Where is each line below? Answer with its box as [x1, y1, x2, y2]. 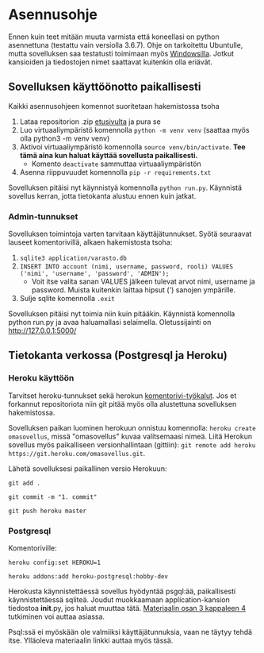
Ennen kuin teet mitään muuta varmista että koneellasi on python [8, 32, 220, 41]
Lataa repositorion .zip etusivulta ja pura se [19, 117, 161, 126]
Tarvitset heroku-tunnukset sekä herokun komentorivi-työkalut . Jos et [8, 391, 237, 400]
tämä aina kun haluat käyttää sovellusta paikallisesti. [19, 150, 198, 160]
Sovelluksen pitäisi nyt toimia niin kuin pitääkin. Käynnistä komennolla [8, 309, 235, 319]
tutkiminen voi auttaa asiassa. [8, 612, 105, 621]
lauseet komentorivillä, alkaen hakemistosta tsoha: [8, 238, 173, 247]
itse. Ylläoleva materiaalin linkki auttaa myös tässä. [8, 636, 174, 645]
